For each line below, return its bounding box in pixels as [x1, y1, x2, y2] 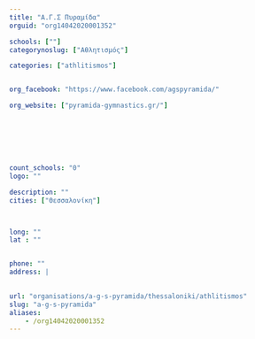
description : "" [9, 188, 69, 196]
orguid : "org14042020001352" [9, 21, 117, 30]
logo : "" [9, 172, 42, 181]
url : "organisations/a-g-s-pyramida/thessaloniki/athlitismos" [9, 291, 248, 301]
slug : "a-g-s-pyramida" [9, 300, 97, 309]
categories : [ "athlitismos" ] [9, 61, 117, 71]
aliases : [9, 308, 42, 317]
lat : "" [9, 235, 42, 244]
